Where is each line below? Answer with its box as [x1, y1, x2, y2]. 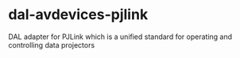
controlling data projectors [8, 40, 95, 49]
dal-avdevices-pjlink [8, 6, 149, 24]
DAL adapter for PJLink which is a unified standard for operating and [8, 32, 233, 41]
